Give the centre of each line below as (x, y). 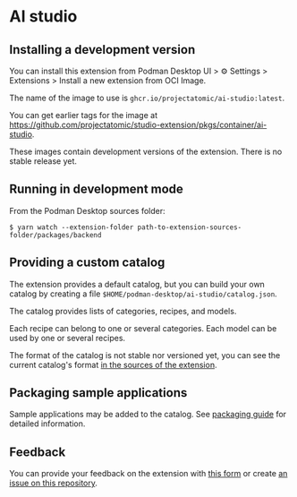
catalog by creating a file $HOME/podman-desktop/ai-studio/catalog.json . (143, 294)
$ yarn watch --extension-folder (72, 227)
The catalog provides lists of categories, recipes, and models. (123, 311)
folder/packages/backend (55, 235)
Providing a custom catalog (87, 263)
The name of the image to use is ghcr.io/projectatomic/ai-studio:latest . (147, 98)
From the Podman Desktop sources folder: (87, 210)
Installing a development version (102, 50)
